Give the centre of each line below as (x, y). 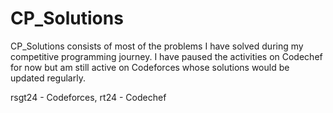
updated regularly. (48, 78)
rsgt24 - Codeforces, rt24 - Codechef (88, 97)
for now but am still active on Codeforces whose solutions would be (150, 67)
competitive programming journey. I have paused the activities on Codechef (166, 56)
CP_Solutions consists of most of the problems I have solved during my (157, 46)
